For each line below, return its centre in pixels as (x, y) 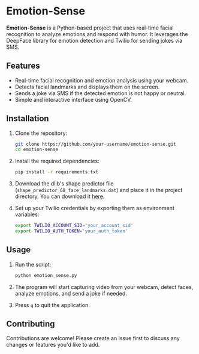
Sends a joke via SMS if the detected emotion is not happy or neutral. (100, 93)
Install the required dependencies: (57, 161)
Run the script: (33, 264)
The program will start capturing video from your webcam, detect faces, (104, 287)
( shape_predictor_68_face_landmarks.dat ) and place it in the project (99, 190)
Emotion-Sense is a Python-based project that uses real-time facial (90, 28)
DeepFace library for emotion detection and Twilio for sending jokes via (94, 40)
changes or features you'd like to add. (53, 345)
